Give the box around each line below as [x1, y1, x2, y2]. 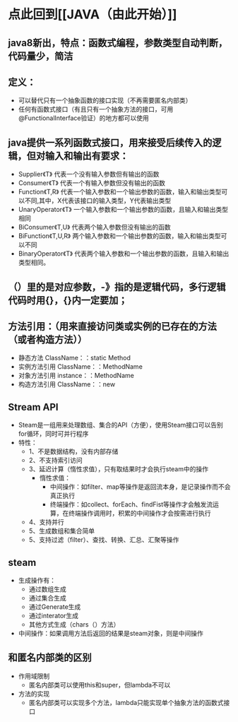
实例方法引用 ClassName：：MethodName [18, 362, 143, 371]
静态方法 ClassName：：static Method [18, 354, 131, 362]
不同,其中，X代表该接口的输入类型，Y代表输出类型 [24, 196, 172, 205]
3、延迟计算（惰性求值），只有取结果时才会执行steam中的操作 [28, 465, 209, 473]
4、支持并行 [28, 518, 64, 526]
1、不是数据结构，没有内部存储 [28, 447, 119, 456]
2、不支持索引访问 [28, 456, 83, 465]
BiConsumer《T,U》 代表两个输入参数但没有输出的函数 [18, 223, 172, 232]
